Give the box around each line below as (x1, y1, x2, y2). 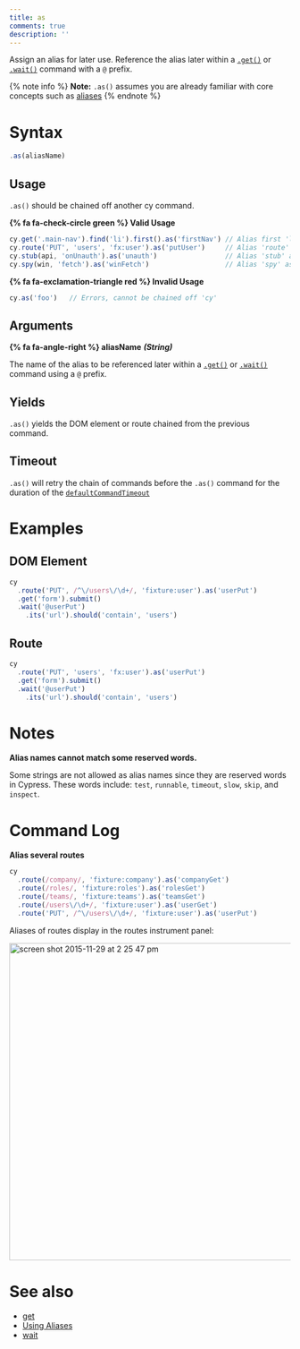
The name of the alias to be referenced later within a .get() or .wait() (9, 359, 268, 370)
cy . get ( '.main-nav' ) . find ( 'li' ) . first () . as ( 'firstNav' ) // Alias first (9, 235, 281, 243)
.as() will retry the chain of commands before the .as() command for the (9, 477, 280, 488)
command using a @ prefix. (9, 369, 107, 380)
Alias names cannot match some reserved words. (9, 753, 197, 764)
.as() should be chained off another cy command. (9, 201, 195, 210)
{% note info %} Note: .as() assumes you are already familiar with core (9, 81, 274, 92)
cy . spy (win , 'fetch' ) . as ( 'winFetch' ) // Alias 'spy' (9, 260, 281, 269)
